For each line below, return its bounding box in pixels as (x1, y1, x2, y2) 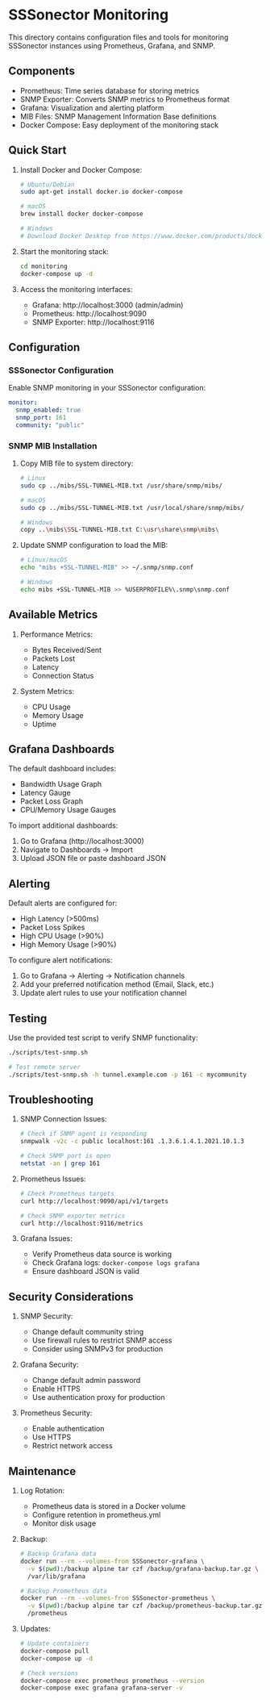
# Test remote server (8, 1063, 81, 1071)
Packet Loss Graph (19, 796, 84, 806)
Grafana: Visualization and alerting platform (19, 102, 165, 112)
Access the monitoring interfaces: (19, 284, 133, 294)
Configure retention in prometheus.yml (31, 1510, 161, 1520)
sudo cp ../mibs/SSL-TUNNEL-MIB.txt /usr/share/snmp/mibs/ (19, 482, 223, 490)
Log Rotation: (19, 1486, 65, 1496)
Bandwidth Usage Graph (19, 779, 102, 789)
